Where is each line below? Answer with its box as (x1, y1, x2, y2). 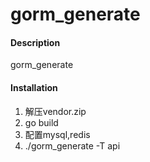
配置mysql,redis (24, 128, 91, 140)
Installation (10, 81, 58, 93)
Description (10, 36, 61, 48)
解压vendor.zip (24, 105, 87, 117)
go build (24, 116, 59, 128)
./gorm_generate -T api (24, 139, 121, 152)
